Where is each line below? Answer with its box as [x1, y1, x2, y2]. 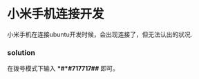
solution [7, 47, 36, 57]
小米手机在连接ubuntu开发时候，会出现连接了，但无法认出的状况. [7, 30, 193, 38]
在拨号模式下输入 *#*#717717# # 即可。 [7, 65, 119, 73]
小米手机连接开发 [7, 6, 105, 22]
